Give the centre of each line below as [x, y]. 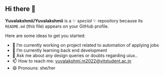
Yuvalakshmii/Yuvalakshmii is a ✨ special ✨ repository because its [74, 20]
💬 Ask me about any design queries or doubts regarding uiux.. [75, 55]
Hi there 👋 [20, 9]
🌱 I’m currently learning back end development [59, 50]
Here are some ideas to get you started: [45, 36]
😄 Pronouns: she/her [34, 68]
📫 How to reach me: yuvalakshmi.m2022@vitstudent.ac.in [72, 61]
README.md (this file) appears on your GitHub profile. [57, 26]
